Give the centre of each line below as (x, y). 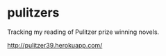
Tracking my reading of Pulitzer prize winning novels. (83, 32)
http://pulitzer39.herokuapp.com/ (55, 45)
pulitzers (33, 13)
